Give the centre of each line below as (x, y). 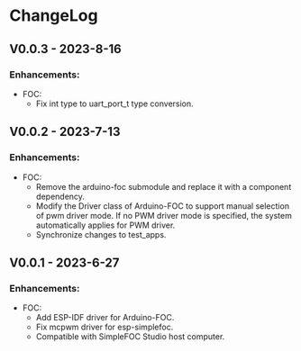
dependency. (60, 196)
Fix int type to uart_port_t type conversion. (114, 103)
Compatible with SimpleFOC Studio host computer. (130, 337)
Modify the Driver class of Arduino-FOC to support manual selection (163, 206)
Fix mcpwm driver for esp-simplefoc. (105, 327)
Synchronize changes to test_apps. (101, 234)
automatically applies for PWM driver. (105, 225)
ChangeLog (54, 16)
